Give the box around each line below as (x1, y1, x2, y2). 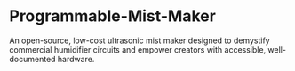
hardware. (57, 53, 95, 64)
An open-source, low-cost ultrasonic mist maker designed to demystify (9, 35, 270, 46)
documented (9, 53, 56, 64)
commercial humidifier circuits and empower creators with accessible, (9, 44, 267, 54)
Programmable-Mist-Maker (9, 6, 216, 26)
